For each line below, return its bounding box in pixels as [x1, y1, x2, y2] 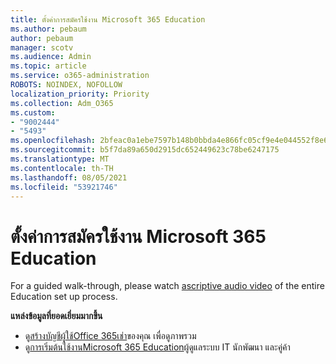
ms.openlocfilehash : [10, 136, 97, 146]
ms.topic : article [10, 61, 87, 71]
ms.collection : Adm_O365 [10, 98, 114, 108]
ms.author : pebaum [10, 24, 87, 34]
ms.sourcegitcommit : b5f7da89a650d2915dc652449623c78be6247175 [10, 145, 280, 155]
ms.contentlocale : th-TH [10, 163, 114, 173]
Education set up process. [10, 291, 118, 303]
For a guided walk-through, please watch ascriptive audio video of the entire [10, 280, 325, 292]
